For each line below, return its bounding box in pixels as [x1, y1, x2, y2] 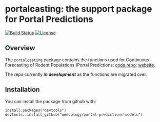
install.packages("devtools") [5, 108, 67, 113]
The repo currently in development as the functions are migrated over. [5, 71, 147, 77]
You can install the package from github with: [5, 98, 96, 104]
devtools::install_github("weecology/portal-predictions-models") [5, 112, 143, 117]
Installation [5, 86, 40, 94]
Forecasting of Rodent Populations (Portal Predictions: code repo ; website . [5, 62, 155, 68]
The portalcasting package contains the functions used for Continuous [5, 57, 150, 63]
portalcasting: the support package [5, 3, 152, 15]
